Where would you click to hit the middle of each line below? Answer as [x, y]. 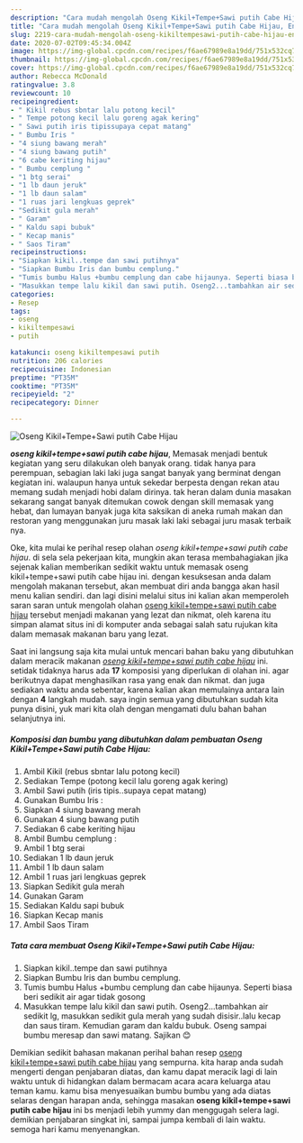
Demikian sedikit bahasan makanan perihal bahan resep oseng [126, 1052]
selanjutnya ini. [38, 718]
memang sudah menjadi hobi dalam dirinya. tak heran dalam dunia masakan [151, 492]
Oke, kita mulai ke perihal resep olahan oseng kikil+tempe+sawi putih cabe [149, 548]
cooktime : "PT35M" [45, 386]
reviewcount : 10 [40, 93]
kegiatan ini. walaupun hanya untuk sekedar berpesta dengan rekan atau [145, 482]
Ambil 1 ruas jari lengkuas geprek [85, 876]
